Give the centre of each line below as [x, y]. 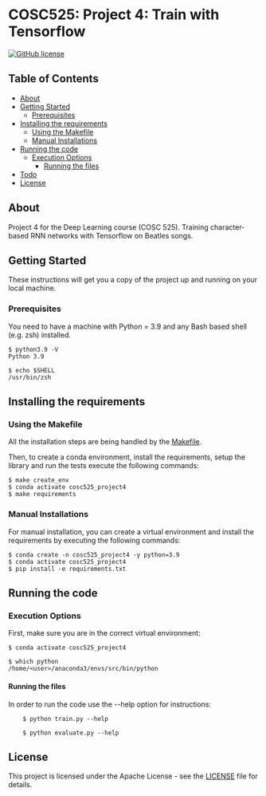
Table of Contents [54, 79]
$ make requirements [43, 495]
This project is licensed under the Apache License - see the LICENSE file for [133, 776]
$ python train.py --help [66, 719]
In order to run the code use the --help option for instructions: [110, 704]
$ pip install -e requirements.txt [67, 569]
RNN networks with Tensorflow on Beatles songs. [112, 235]
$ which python [33, 662]
